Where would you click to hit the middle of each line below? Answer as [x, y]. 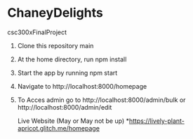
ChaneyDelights [55, 13]
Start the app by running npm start [67, 73]
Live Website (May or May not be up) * [73, 121]
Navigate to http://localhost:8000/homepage [82, 86]
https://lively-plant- [157, 121]
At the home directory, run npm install [72, 59]
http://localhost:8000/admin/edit [65, 107]
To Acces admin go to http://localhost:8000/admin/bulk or [101, 100]
